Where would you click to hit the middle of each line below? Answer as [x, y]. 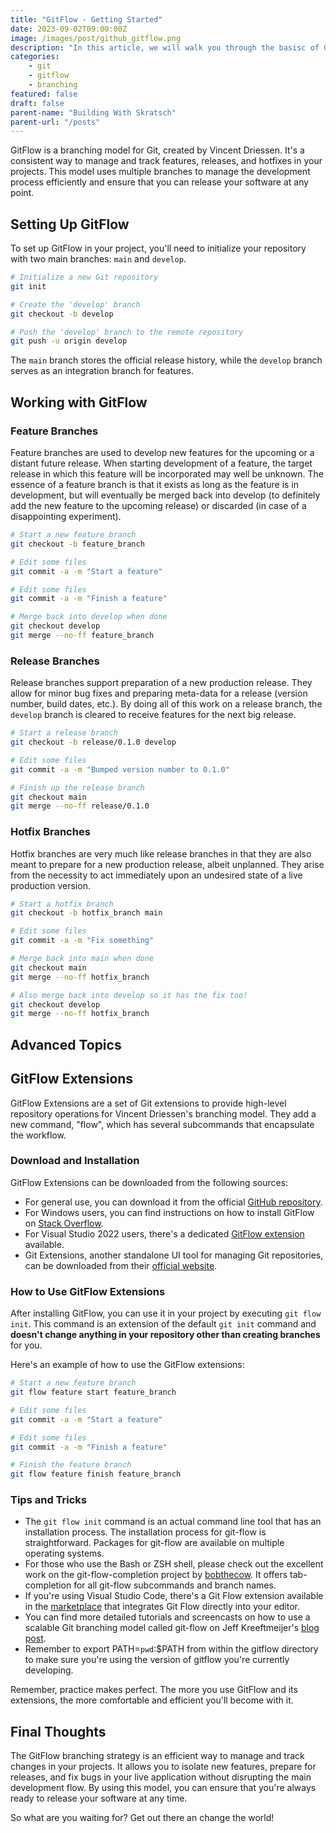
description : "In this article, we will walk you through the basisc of [165, 47]
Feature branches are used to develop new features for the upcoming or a [162, 452]
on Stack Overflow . [64, 1223]
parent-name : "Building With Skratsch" [93, 112]
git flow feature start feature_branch [93, 1392]
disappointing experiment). [66, 516]
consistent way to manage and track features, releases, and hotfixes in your [166, 161]
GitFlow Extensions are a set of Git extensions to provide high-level [148, 1103]
